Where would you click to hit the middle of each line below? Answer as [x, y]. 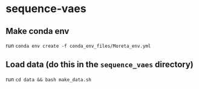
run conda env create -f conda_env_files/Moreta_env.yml [78, 45]
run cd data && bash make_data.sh [49, 79]
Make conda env [38, 31]
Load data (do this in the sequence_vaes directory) [100, 64]
